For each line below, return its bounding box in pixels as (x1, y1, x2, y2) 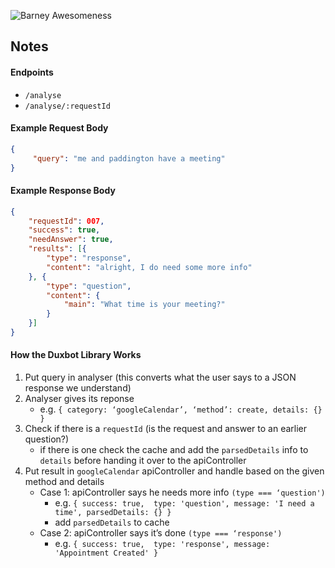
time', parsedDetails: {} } (54, 508, 172, 518)
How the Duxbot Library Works (10, 349, 142, 361)
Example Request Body (10, 122, 109, 134)
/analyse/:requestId (24, 101, 111, 111)
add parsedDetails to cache (54, 516, 170, 529)
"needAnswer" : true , (28, 235, 114, 245)
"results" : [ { (28, 244, 87, 254)
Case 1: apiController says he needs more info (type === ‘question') (39, 486, 326, 499)
